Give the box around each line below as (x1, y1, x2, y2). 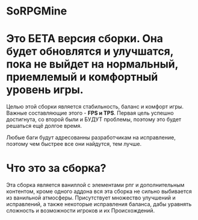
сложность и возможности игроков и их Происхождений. (6, 207, 155, 215)
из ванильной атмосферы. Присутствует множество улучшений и (6, 194, 176, 201)
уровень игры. (6, 83, 84, 97)
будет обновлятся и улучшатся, (6, 45, 174, 58)
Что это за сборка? (6, 162, 107, 175)
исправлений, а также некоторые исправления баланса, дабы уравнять (6, 201, 192, 208)
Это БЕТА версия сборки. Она (6, 32, 164, 46)
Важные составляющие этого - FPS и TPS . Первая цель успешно (6, 110, 174, 117)
